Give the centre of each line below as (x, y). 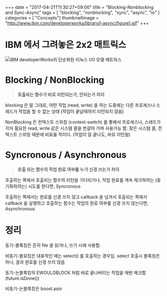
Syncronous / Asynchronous (66, 155)
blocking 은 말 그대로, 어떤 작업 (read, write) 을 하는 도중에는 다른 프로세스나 (80, 105)
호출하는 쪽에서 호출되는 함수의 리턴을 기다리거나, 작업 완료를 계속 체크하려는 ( (81, 180)
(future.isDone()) (22, 278)
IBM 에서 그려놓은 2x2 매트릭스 (66, 45)
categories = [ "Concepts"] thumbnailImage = (52, 18)
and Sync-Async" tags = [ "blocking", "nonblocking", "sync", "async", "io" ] (82, 12)
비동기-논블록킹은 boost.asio (34, 289)
